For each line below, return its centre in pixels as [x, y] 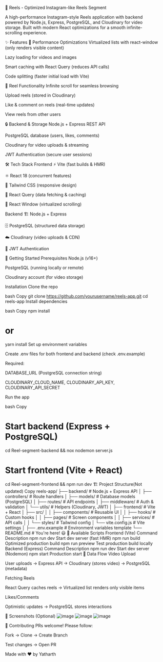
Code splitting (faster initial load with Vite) [47, 76]
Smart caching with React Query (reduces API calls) [57, 67]
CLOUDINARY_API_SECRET [33, 387]
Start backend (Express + [58, 426]
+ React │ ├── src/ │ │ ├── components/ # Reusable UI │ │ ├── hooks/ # [81, 512]
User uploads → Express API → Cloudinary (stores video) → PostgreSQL [78, 563]
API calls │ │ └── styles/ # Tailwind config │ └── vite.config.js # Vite [75, 522]
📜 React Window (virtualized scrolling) [43, 204]
